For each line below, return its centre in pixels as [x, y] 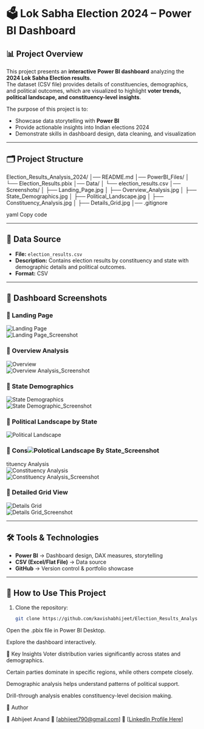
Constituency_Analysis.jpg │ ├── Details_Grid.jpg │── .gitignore [87, 202]
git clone [28, 619]
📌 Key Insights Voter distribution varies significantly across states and [93, 654]
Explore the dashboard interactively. [51, 642]
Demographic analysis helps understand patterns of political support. [93, 684]
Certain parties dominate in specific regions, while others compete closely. [100, 672]
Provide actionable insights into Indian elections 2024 [82, 127]
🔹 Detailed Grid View [37, 493]
